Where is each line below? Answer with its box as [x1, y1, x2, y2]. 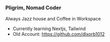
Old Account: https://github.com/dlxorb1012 [12, 31, 105, 37]
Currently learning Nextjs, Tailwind [12, 26, 86, 32]
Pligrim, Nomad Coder [5, 4, 61, 11]
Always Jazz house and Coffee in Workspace [5, 16, 101, 22]
